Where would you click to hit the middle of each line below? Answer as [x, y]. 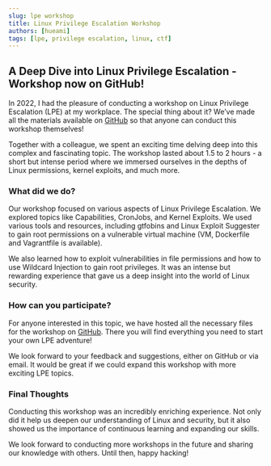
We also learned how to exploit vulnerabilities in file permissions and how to [135, 258]
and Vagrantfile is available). [55, 243]
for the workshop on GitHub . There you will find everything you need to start [135, 331]
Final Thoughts [38, 394]
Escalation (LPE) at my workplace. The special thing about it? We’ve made [132, 112]
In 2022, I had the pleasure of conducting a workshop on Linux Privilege [129, 103]
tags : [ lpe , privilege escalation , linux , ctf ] [90, 38]
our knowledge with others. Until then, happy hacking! [99, 452]
